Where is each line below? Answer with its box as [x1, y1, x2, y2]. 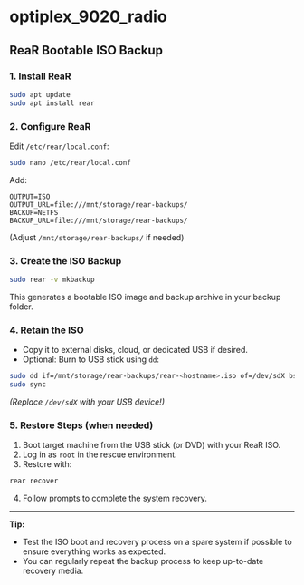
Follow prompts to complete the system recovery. [22, 492, 208, 504]
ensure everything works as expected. [22, 546, 166, 557]
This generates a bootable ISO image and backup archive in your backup [9, 291, 281, 302]
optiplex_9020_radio [9, 6, 167, 27]
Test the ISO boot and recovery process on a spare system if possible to [22, 537, 292, 548]
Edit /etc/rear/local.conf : [9, 141, 110, 151]
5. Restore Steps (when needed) [9, 419, 154, 432]
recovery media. [22, 565, 84, 577]
